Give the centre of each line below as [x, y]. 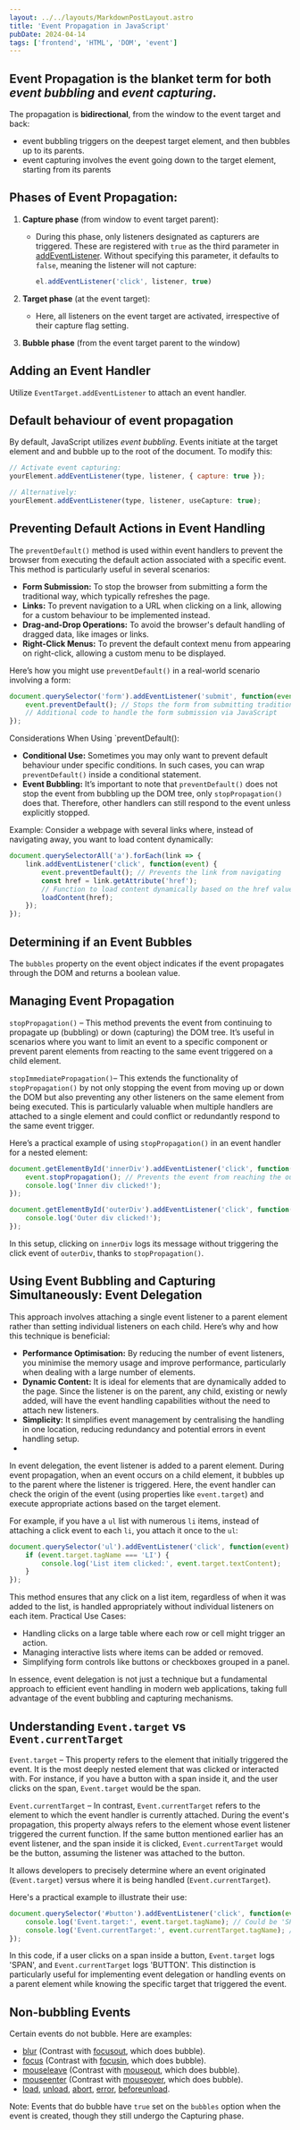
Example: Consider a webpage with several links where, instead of [131, 830]
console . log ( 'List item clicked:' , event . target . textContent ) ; [161, 1563]
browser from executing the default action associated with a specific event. [148, 559]
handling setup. [51, 1438]
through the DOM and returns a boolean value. [95, 973]
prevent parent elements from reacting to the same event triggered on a [142, 1051]
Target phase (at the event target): [86, 298]
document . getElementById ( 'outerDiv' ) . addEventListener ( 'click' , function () [153, 1210]
